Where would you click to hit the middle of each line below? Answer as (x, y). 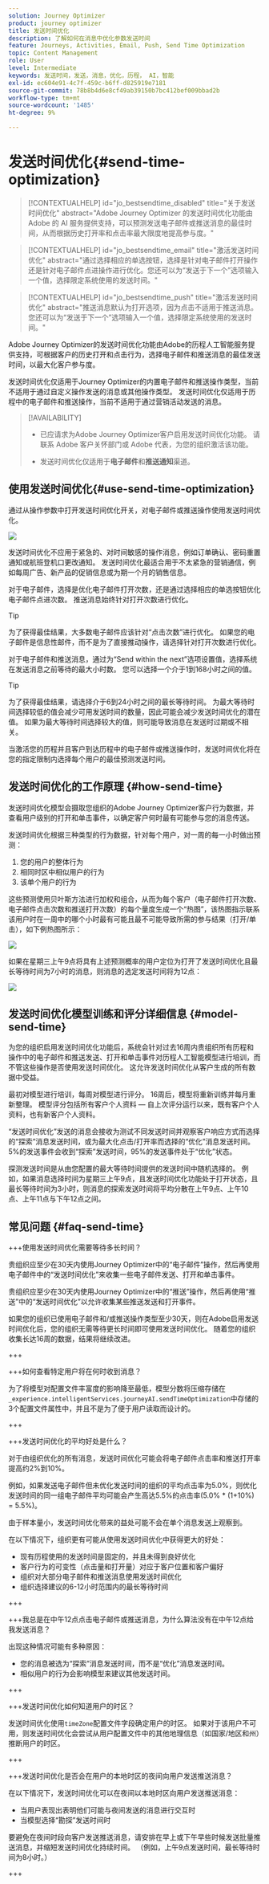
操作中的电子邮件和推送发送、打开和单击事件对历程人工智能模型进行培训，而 (134, 1058)
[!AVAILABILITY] (54, 418)
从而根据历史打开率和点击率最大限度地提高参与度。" (128, 233)
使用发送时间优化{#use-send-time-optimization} (131, 489)
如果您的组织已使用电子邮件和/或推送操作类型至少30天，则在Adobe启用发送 (133, 1319)
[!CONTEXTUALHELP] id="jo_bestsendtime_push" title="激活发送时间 (143, 297)
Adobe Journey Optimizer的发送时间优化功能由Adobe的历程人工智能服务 (128, 344)
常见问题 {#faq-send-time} (76, 1227)
